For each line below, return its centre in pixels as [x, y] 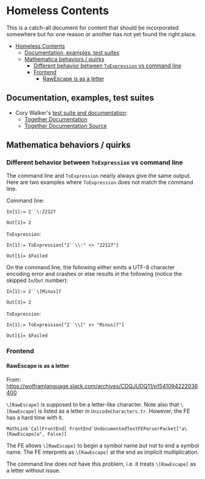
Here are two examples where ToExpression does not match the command [100, 182]
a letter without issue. [34, 470]
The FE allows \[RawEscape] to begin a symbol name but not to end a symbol [103, 445]
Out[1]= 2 [19, 223]
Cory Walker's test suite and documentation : [71, 113]
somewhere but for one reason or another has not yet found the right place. [102, 34]
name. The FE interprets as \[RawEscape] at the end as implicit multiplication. [103, 452]
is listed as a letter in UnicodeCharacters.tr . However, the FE [114, 411]
